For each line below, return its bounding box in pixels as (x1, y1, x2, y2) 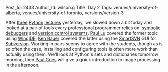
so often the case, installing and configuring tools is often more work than (5, 46, 158, 52)
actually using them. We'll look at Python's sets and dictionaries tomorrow (5, 51, 158, 57)
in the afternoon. (5, 62, 40, 68)
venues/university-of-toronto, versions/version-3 (22, 10, 124, 16)
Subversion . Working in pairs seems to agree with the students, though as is (5, 41, 163, 47)
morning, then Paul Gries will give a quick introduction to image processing (5, 57, 161, 62)
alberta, (5, 10, 22, 16)
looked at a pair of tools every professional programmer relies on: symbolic (5, 25, 161, 31)
